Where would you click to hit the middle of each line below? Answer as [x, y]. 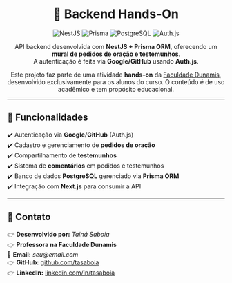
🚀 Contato [29, 217]
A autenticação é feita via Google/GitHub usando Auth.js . [116, 61]
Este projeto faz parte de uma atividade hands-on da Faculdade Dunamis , [116, 75]
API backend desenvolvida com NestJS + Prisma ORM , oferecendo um [116, 46]
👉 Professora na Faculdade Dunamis [62, 244]
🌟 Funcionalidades [48, 118]
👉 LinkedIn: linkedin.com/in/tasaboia [61, 273]
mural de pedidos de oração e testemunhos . [116, 54]
